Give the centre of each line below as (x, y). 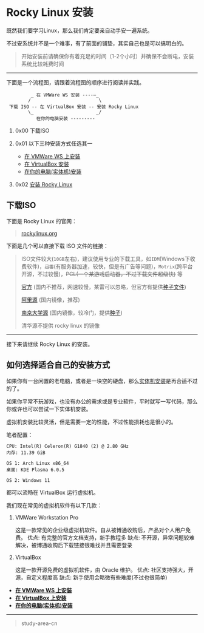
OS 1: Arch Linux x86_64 (38, 463)
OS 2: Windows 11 (28, 480)
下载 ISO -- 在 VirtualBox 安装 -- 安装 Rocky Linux (74, 107)
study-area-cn (39, 623)
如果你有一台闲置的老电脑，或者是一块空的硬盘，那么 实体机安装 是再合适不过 (102, 381)
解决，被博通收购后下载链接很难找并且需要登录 (73, 545)
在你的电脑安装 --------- (66, 118)
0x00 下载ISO (32, 130)
